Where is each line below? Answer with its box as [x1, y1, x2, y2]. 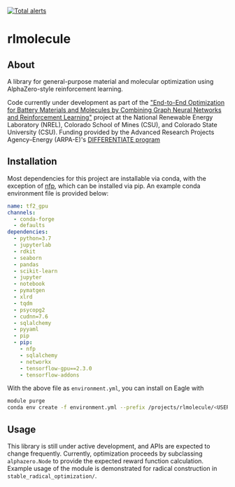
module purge [7, 398, 45, 405]
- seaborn [13, 254, 42, 261]
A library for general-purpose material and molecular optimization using [7, 78, 214, 85]
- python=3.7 [13, 235, 52, 242]
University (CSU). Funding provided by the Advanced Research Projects [7, 128, 215, 136]
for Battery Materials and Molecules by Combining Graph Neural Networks [7, 106, 222, 114]
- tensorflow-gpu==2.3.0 [20, 365, 92, 372]
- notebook [13, 280, 45, 288]
